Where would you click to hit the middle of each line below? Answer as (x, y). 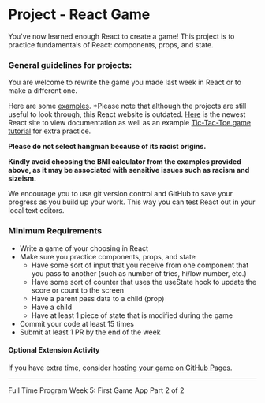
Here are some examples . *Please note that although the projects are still (127, 106)
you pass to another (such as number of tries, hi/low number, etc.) (139, 273)
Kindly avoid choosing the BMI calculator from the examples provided (125, 162)
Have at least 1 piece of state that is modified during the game (132, 315)
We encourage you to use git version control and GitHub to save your (121, 194)
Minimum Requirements (55, 231)
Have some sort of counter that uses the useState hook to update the (144, 282)
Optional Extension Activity (54, 350)
